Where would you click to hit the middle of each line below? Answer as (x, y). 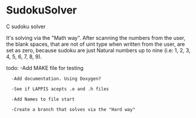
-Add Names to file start (43, 99)
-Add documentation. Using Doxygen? (56, 79)
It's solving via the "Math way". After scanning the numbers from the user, (96, 38)
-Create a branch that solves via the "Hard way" (73, 109)
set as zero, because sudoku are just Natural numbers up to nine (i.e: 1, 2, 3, (98, 50)
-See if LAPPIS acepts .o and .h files (60, 89)
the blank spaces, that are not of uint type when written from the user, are (96, 44)
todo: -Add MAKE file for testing (45, 68)
